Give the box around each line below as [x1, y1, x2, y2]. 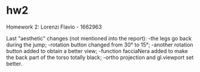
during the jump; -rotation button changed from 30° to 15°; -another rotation [6, 41, 193, 48]
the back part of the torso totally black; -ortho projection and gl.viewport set [6, 54, 194, 61]
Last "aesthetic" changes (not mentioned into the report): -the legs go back [6, 35, 192, 42]
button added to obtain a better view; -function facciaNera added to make [6, 47, 188, 54]
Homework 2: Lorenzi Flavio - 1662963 [6, 23, 102, 30]
